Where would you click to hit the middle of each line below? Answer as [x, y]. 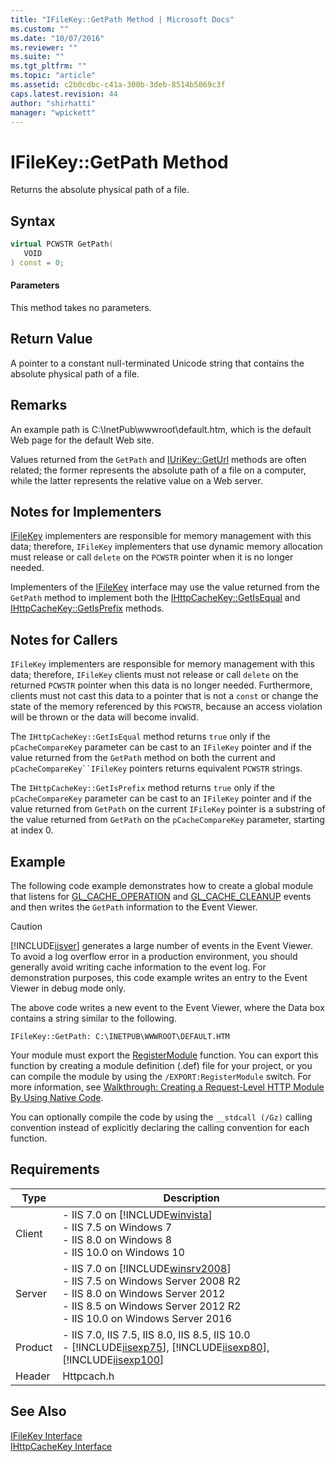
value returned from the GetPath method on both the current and [143, 758]
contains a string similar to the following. [93, 1018]
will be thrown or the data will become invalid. [104, 717]
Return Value [51, 339]
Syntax [33, 221]
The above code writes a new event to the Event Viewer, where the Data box [167, 1008]
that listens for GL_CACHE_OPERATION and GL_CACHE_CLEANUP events [161, 897]
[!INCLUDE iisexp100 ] [113, 1359]
